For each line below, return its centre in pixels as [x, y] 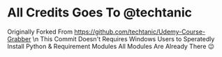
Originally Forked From [40, 32]
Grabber [19, 38]
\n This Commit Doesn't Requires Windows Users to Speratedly [124, 38]
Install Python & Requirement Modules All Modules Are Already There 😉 [111, 46]
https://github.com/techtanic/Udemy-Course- [140, 32]
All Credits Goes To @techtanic [100, 13]
